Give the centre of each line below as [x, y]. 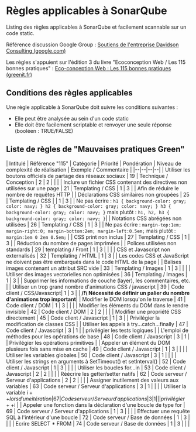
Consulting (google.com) [36, 50]
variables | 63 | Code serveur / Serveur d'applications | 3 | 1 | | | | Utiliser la [96, 386]
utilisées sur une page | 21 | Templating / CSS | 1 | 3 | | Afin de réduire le [93, 188]
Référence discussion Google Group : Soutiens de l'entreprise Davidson [92, 44]
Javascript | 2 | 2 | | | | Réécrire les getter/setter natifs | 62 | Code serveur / [97, 373]
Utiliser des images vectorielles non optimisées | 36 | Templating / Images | [97, 274]
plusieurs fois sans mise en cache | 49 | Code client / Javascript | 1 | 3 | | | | [97, 349]
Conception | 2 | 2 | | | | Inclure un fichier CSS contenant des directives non [97, 182]
